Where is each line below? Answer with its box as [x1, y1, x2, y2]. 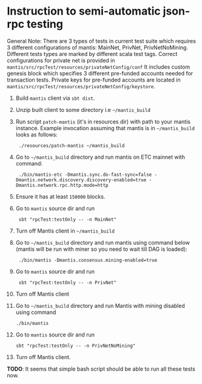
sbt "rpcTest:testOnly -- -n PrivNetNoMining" [15, 343, 136, 349]
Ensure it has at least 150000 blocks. [15, 193, 106, 200]
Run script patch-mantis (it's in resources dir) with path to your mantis [15, 117, 190, 125]
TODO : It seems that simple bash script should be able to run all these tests [7, 365, 196, 372]
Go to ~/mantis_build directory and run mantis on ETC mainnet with [15, 153, 186, 161]
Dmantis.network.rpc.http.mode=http [15, 182, 109, 188]
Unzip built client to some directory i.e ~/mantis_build [15, 106, 151, 113]
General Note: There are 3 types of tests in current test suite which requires [7, 37, 197, 44]
